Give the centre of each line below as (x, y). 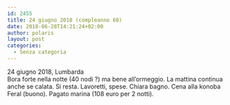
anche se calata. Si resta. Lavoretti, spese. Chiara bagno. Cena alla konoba (114, 86)
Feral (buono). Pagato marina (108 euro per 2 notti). (81, 93)
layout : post (26, 39)
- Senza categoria (40, 52)
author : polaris (30, 33)
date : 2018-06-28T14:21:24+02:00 (55, 26)
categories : (24, 46)
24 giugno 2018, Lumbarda (46, 71)
